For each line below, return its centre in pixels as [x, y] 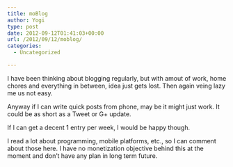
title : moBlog [28, 14]
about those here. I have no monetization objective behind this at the [105, 148]
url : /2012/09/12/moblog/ [45, 40]
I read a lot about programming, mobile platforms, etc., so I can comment [112, 141]
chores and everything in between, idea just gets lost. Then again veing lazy [116, 86]
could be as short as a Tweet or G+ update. [69, 114]
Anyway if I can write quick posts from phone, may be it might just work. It [114, 106]
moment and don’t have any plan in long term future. [82, 156]
